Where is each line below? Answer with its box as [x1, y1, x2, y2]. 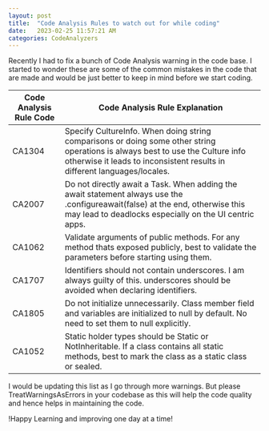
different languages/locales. [64, 166, 171, 177]
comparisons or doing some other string [64, 135, 216, 147]
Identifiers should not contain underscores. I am [64, 265, 245, 276]
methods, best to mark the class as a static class [64, 351, 247, 362]
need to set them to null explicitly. [64, 318, 191, 329]
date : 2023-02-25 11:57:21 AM [8, 26, 116, 34]
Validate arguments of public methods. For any [64, 232, 240, 243]
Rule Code [14, 112, 55, 123]
